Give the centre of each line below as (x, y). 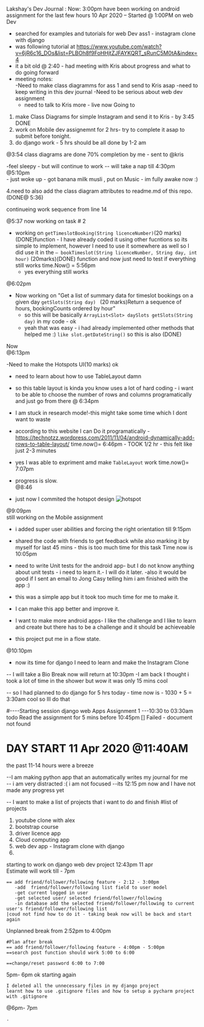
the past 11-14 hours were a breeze (50, 765)
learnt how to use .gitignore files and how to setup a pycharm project (100, 991)
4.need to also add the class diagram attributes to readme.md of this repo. (100, 191)
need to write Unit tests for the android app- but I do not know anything (105, 566)
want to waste (33, 419)
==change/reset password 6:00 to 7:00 (55, 963)
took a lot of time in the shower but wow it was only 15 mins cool (87, 681)
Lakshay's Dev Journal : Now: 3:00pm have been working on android (93, 9)
